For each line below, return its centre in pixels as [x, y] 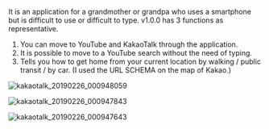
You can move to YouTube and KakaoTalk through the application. [129, 44]
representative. [33, 29]
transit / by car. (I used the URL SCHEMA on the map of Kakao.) [126, 70]
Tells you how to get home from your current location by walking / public [141, 61]
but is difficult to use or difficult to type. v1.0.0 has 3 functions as [116, 20]
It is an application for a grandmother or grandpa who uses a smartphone [130, 12]
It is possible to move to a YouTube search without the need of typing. [136, 53]
